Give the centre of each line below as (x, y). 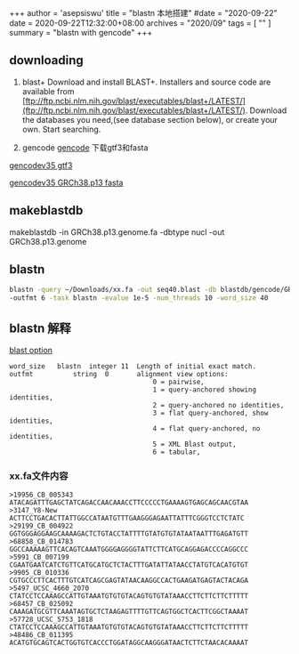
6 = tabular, (177, 452)
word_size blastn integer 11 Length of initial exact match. (133, 367)
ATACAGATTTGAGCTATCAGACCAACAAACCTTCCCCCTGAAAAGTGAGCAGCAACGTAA (129, 503)
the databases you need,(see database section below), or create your (150, 119)
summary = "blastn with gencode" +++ (81, 32)
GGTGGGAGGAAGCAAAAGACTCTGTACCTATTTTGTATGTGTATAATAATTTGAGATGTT (129, 534)
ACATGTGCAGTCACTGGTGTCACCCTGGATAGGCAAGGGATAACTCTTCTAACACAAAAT (129, 643)
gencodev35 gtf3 (41, 165)
